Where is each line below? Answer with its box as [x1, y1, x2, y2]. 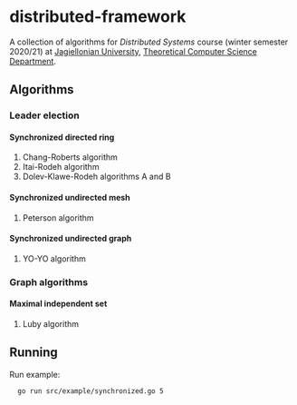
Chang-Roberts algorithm [22, 152, 118, 163]
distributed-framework [9, 6, 187, 27]
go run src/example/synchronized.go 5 [17, 386, 165, 396]
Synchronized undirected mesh [9, 193, 131, 203]
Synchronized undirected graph [9, 233, 132, 244]
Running [9, 345, 59, 361]
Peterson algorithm [22, 212, 94, 223]
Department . [9, 55, 57, 66]
